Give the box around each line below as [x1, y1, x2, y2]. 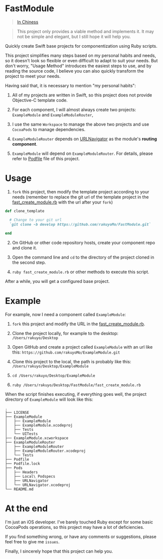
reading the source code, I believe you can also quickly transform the [5, 68, 144, 74]
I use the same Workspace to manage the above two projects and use [12, 121, 149, 127]
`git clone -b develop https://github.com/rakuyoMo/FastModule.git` [9, 222, 151, 227]
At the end [5, 503, 48, 514]
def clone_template [5, 208, 45, 213]
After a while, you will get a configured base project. [5, 279, 110, 284]
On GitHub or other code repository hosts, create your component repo [12, 240, 155, 246]
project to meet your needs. [5, 73, 61, 79]
